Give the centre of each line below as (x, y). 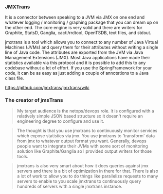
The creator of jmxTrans (34, 100)
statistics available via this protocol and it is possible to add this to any (75, 63)
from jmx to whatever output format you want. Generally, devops (82, 141)
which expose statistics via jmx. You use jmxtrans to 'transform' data (86, 136)
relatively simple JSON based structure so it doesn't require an (80, 116)
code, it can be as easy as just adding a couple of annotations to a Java (77, 73)
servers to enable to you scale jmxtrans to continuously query (79, 181)
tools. (22, 156)
